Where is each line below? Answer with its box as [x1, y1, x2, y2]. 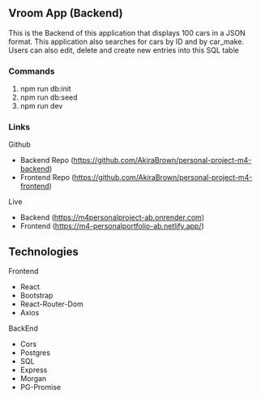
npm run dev [19, 101, 63, 111]
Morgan [19, 374, 47, 383]
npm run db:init [19, 84, 71, 94]
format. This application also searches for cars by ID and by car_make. [8, 36, 245, 46]
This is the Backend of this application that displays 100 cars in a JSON [8, 28, 246, 37]
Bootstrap [19, 291, 53, 301]
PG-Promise [19, 383, 62, 392]
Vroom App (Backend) [8, 6, 123, 20]
